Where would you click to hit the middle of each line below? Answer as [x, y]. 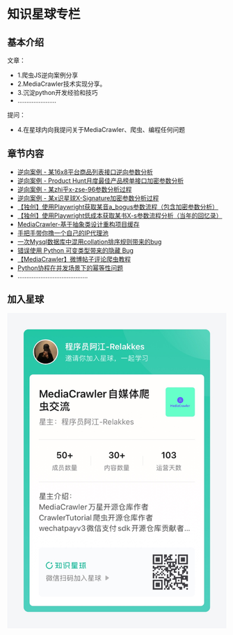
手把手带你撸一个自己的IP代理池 [63, 233]
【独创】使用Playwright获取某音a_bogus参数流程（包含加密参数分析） [118, 207]
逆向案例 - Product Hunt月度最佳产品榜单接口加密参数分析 [101, 180]
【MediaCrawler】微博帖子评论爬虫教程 [74, 259]
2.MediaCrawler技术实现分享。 [62, 84]
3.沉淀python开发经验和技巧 [58, 92]
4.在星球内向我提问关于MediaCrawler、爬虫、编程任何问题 [101, 129]
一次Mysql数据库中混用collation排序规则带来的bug [89, 241]
